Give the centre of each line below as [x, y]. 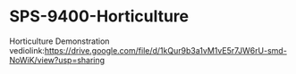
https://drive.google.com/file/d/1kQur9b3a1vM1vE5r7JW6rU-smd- [166, 50]
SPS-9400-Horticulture [99, 16]
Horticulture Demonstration [59, 41]
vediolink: [27, 50]
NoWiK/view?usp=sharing [57, 60]
